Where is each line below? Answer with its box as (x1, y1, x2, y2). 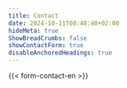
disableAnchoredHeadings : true (8, 49, 113, 57)
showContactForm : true (8, 42, 84, 50)
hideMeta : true (8, 26, 59, 34)
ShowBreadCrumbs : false (8, 34, 88, 42)
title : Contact (8, 11, 59, 20)
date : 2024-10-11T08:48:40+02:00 (8, 19, 120, 27)
